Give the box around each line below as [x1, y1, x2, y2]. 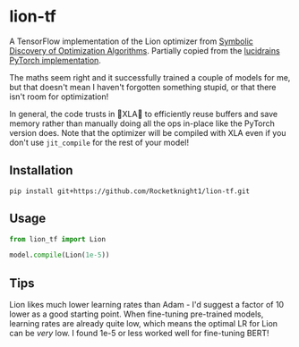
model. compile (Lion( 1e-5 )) [9, 250, 110, 260]
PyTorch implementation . [9, 55, 101, 65]
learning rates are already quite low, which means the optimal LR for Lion [9, 318, 278, 329]
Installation [9, 163, 73, 178]
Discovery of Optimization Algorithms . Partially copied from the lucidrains [9, 45, 280, 55]
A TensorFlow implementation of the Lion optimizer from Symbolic [9, 36, 253, 47]
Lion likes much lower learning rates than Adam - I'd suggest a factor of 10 [9, 300, 285, 310]
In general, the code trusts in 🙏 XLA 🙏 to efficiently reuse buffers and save [9, 108, 278, 119]
